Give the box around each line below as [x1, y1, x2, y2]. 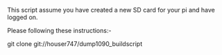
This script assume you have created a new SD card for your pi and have [7, 6, 215, 14]
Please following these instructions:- [7, 27, 112, 34]
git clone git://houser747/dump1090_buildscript [7, 40, 143, 47]
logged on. [7, 13, 38, 21]
